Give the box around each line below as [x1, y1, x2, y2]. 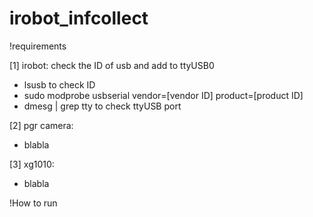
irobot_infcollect [9, 7, 149, 30]
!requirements [9, 40, 67, 52]
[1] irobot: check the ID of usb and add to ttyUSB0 [9, 59, 215, 71]
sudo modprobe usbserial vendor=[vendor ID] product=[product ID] [23, 89, 304, 101]
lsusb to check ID [23, 78, 96, 91]
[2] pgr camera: [9, 119, 74, 131]
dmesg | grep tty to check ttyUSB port [23, 100, 182, 112]
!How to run [9, 197, 58, 209]
